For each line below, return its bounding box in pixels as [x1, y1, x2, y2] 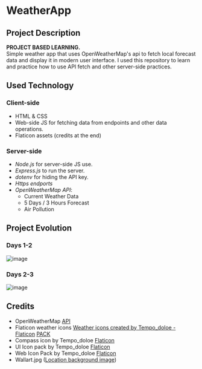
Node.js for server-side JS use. [14, 160, 93, 168]
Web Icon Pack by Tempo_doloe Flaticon [14, 349, 116, 357]
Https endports [14, 180, 53, 187]
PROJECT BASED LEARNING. [6, 44, 80, 51]
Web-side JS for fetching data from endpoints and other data [14, 119, 167, 126]
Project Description [6, 28, 81, 38]
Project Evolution [6, 223, 72, 233]
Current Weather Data [24, 192, 79, 200]
